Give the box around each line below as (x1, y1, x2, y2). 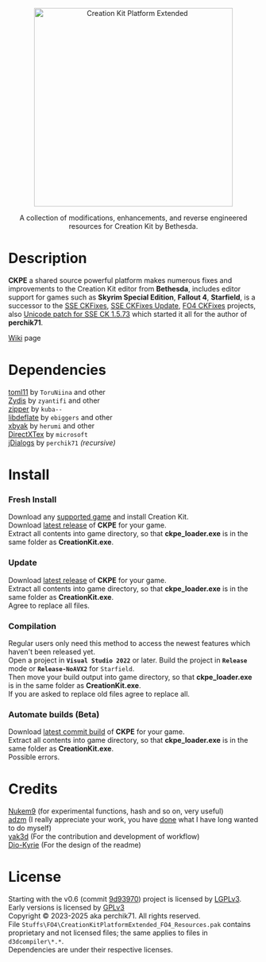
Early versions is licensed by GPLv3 (8, 902, 125, 913)
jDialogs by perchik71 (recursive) (8, 438, 117, 447)
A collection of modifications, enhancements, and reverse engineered (19, 213, 248, 222)
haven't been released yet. (8, 647, 95, 656)
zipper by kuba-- (8, 404, 63, 413)
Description (8, 249, 87, 268)
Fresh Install (8, 493, 57, 504)
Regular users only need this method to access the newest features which (8, 638, 251, 647)
